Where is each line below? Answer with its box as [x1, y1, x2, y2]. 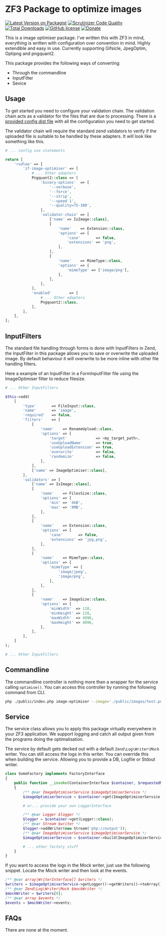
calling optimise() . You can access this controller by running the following [5, 684, 157, 690]
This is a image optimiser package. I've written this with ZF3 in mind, [5, 35, 145, 41]
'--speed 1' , [49, 198, 77, 204]
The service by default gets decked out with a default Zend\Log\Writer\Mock [5, 746, 160, 752]
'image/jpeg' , [58, 569, 87, 574]
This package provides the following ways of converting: [5, 60, 121, 66]
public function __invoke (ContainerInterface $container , [14, 780, 136, 786]
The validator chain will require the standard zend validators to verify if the [5, 128, 157, 134]
